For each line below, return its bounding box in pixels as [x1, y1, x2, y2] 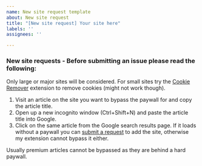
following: [6, 64, 37, 73]
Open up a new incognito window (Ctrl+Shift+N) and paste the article [15, 109, 189, 116]
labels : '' [6, 25, 34, 32]
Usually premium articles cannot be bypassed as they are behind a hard [6, 147, 186, 154]
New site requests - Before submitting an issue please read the [6, 57, 195, 65]
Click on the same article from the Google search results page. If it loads [15, 122, 197, 129]
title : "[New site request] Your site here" [6, 20, 121, 26]
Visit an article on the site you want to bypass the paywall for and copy [15, 96, 192, 104]
